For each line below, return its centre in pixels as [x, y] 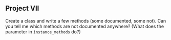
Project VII [22, 8]
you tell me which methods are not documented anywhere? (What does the [85, 26]
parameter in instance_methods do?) [43, 32]
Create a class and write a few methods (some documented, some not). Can [86, 21]
